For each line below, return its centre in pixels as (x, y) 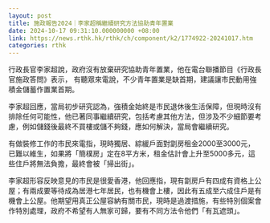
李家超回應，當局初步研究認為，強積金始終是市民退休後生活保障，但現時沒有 (135, 107)
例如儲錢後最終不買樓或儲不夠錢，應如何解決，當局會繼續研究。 (128, 127)
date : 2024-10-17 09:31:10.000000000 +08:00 (84, 30)
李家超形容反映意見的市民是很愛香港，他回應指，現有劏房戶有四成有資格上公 (135, 180)
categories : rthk (37, 46)
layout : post (30, 16)
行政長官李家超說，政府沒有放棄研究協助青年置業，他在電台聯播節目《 (125, 70)
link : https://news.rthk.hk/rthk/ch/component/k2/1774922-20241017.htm (131, 38)
